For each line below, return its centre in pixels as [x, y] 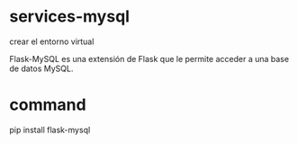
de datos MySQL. [41, 68]
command [48, 105]
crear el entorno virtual [52, 41]
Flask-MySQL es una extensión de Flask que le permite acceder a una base [149, 58]
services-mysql [70, 17]
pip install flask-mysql [50, 130]
